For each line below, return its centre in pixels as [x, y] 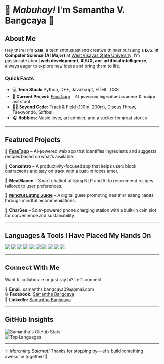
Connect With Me [32, 268]
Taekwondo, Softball [33, 112]
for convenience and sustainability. [40, 216]
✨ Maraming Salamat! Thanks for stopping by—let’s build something [74, 351]
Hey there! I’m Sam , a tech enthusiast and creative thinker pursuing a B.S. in [82, 50]
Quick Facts [20, 78]
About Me [20, 38]
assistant [21, 102]
